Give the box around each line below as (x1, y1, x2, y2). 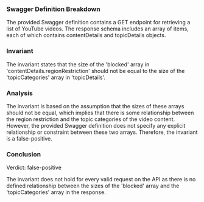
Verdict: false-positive (6, 164, 62, 172)
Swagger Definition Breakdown (6, 5, 100, 13)
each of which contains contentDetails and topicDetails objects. (6, 32, 166, 39)
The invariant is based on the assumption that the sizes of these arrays (6, 102, 185, 110)
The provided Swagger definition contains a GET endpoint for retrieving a (6, 19, 191, 26)
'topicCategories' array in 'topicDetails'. (6, 74, 105, 81)
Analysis (6, 89, 33, 97)
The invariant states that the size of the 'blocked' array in (6, 60, 150, 68)
